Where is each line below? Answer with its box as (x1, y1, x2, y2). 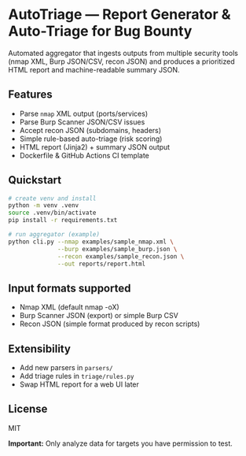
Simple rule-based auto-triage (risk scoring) (19, 134, 163, 143)
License (8, 402, 48, 416)
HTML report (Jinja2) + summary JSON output (19, 142, 171, 151)
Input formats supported (8, 281, 131, 295)
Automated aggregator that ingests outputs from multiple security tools (8, 48, 238, 57)
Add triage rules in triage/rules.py (19, 372, 134, 381)
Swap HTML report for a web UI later (19, 380, 140, 389)
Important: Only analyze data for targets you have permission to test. (8, 439, 233, 448)
